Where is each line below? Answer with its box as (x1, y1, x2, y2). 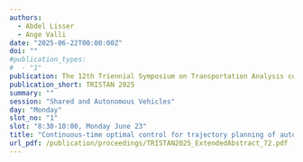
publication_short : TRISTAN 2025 (9, 80, 135, 89)
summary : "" (9, 88, 54, 97)
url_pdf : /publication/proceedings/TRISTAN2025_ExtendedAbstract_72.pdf (9, 139, 289, 148)
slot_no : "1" (9, 113, 59, 122)
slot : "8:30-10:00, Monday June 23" (9, 122, 147, 131)
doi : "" (9, 47, 39, 56)
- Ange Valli (17, 30, 67, 39)
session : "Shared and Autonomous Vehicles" (9, 96, 176, 106)
